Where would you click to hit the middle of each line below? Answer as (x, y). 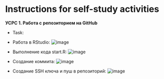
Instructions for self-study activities (82, 9)
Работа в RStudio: (31, 42)
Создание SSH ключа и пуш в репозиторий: (59, 71)
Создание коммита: (34, 61)
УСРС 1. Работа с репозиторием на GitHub (51, 23)
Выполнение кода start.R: (40, 52)
